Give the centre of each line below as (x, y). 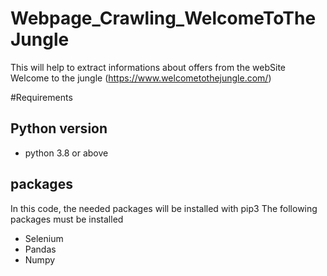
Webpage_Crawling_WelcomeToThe (163, 18)
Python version (59, 128)
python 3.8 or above (66, 153)
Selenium (44, 238)
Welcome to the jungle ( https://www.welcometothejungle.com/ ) (141, 78)
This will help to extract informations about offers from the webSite (148, 67)
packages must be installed (67, 219)
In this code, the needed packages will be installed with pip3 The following (164, 208)
